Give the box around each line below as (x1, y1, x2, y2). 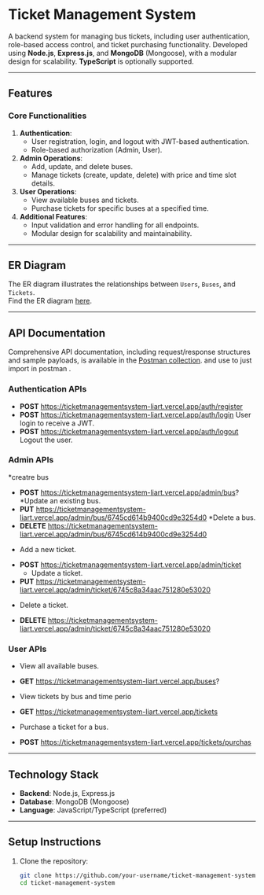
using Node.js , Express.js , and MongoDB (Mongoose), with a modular (8, 48, 237, 57)
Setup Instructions (8, 835, 101, 849)
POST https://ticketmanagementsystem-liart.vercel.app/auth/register (19, 401, 244, 411)
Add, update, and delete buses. (31, 161, 134, 171)
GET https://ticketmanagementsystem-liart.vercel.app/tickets (19, 707, 218, 716)
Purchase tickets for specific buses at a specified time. (31, 203, 210, 213)
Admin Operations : (19, 153, 83, 163)
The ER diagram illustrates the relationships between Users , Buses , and (8, 279, 236, 289)
